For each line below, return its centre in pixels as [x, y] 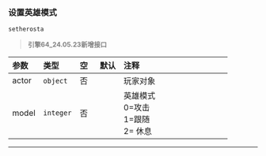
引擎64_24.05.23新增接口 [67, 45]
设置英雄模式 [33, 12]
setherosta [26, 29]
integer [57, 113]
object [55, 81]
